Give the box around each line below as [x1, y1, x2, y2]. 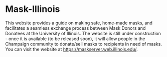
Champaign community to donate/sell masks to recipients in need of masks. [5, 41, 162, 47]
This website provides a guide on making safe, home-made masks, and [5, 20, 153, 26]
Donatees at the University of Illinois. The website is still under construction [5, 30, 161, 36]
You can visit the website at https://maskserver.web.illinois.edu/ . [5, 46, 138, 52]
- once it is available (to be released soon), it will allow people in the [5, 36, 145, 42]
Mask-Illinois [5, 3, 60, 15]
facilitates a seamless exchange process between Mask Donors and [5, 25, 146, 31]
